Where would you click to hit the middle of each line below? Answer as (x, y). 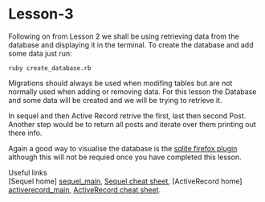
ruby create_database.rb (50, 68)
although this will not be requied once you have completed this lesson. (125, 157)
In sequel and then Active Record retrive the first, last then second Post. (127, 115)
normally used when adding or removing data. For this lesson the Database (132, 91)
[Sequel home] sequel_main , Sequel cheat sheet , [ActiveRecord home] (125, 181)
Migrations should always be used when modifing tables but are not (120, 83)
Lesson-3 (41, 14)
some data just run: (40, 53)
